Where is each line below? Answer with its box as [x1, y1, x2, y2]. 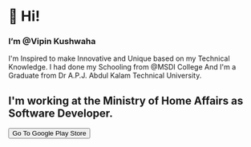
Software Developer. [8, 106, 114, 120]
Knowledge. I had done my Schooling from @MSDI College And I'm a [8, 62, 237, 72]
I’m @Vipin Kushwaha [8, 36, 96, 47]
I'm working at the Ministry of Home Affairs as [8, 93, 244, 107]
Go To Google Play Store [12, 129, 87, 138]
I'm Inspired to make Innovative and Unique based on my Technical [8, 54, 230, 63]
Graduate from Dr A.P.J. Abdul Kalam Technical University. [8, 71, 202, 81]
